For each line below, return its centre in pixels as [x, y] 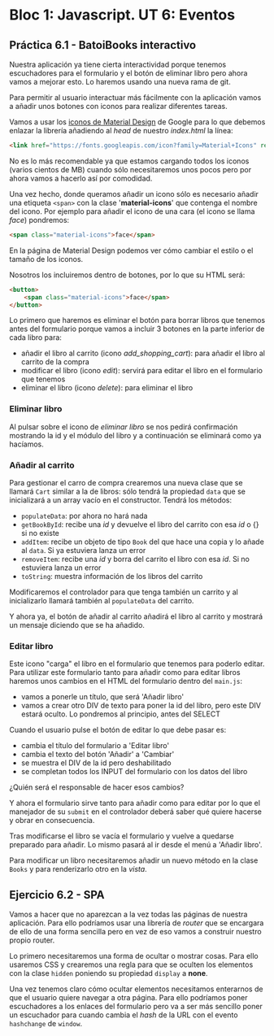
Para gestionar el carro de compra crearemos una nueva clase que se [126, 482]
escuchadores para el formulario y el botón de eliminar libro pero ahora [128, 73]
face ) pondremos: [39, 220]
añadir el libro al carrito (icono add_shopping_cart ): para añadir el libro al [143, 353]
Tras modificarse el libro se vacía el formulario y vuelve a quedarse [122, 836]
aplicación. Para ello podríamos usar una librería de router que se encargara [137, 923]
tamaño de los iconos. [46, 259]
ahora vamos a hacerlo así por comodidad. [81, 178]
